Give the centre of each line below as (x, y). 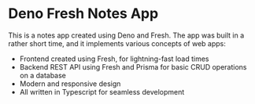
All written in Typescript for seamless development (102, 91)
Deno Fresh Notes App (83, 14)
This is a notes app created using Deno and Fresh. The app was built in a (126, 35)
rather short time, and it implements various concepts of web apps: (117, 43)
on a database (43, 75)
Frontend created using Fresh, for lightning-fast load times (114, 59)
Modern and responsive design (70, 84)
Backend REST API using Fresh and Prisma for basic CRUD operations (133, 66)
